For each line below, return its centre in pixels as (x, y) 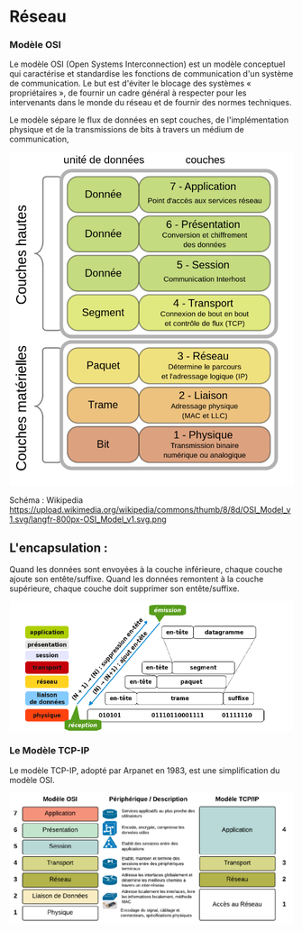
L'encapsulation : (59, 548)
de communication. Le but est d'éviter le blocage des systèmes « (130, 84)
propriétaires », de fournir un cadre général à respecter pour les (128, 93)
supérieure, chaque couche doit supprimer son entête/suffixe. (125, 589)
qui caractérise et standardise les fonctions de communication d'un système (151, 74)
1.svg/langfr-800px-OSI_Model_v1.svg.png (88, 519)
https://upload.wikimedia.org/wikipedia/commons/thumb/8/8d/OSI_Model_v (150, 510)
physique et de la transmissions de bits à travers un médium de (127, 130)
